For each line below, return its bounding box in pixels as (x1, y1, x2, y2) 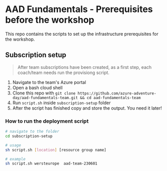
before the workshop (5, 14, 94, 26)
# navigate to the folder (5, 129, 59, 134)
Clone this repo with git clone (12, 90, 76, 96)
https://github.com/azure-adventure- (77, 91, 156, 96)
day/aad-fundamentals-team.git (12, 95, 78, 100)
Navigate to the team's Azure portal (12, 79, 86, 85)
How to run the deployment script (5, 117, 89, 124)
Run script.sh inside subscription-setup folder (12, 100, 111, 106)
